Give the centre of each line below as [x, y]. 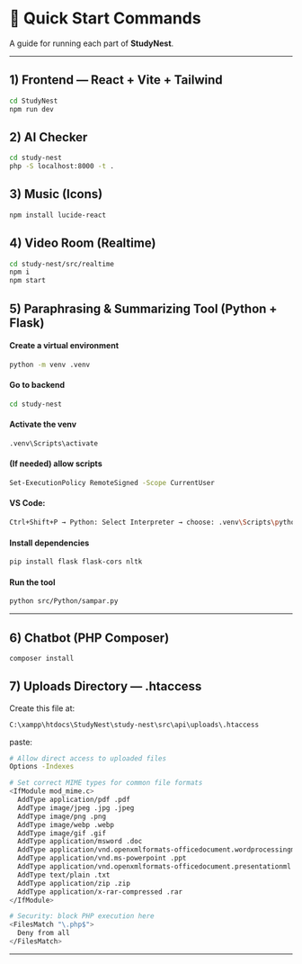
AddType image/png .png [62, 816]
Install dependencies [49, 543]
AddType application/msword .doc [80, 842]
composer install [42, 658]
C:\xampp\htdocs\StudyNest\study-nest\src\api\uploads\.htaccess [134, 725]
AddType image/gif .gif [62, 833]
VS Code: [27, 503]
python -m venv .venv [50, 365]
